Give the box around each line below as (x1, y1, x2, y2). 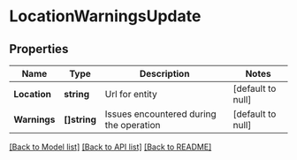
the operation (104, 119, 161, 131)
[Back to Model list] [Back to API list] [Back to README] (9, 141, 212, 152)
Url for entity (104, 88, 157, 100)
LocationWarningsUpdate (9, 6, 202, 27)
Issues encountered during (104, 108, 217, 120)
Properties (9, 42, 69, 57)
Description (139, 68, 190, 80)
